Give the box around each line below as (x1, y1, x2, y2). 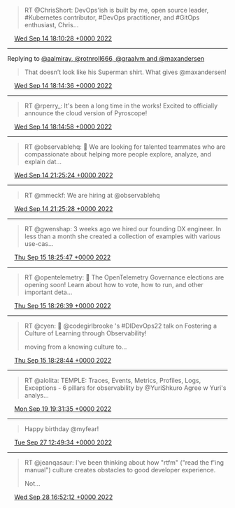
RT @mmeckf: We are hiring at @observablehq (24, 191, 160, 199)
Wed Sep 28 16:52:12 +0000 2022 (13, 493, 113, 501)
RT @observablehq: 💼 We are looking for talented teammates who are (24, 143, 226, 151)
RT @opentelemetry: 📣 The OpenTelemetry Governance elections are (24, 273, 225, 282)
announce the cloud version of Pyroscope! (24, 109, 148, 117)
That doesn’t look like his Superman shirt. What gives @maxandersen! (24, 68, 227, 76)
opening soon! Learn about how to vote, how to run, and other (24, 281, 204, 289)
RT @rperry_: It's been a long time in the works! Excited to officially (24, 101, 218, 110)
